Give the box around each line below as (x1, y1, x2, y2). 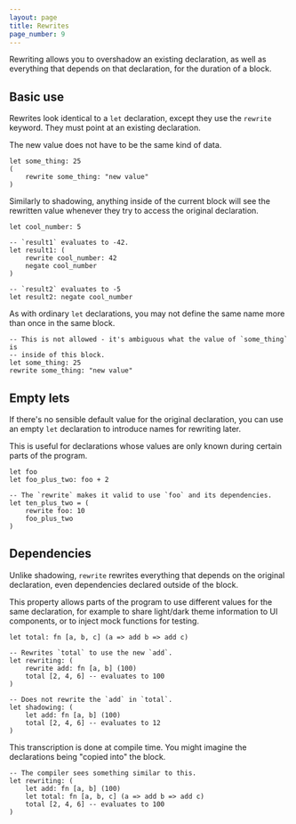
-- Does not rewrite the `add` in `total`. (9, 695, 173, 704)
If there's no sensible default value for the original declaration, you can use (9, 414, 284, 424)
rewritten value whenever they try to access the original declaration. (9, 206, 260, 216)
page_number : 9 (9, 29, 66, 38)
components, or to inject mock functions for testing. (9, 616, 200, 626)
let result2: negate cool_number (9, 293, 133, 302)
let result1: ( (9, 246, 66, 255)
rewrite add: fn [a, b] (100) (25, 664, 138, 673)
